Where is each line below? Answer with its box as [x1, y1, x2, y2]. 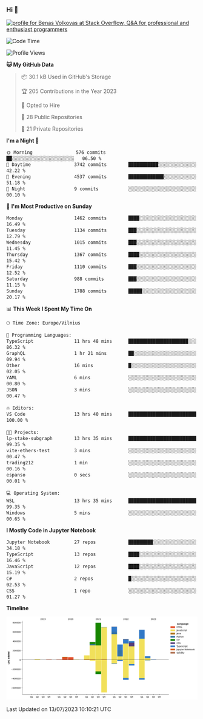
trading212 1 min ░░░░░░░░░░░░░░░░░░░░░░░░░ [6, 460, 197, 466]
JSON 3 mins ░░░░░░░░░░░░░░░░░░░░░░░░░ [6, 387, 197, 393]
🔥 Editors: [6, 405, 35, 411]
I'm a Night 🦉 [6, 137, 39, 145]
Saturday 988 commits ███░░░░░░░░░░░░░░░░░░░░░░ [6, 276, 197, 282]
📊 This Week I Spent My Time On [6, 305, 92, 312]
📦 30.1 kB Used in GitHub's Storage [21, 73, 111, 81]
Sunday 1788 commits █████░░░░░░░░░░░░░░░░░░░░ [6, 288, 197, 294]
